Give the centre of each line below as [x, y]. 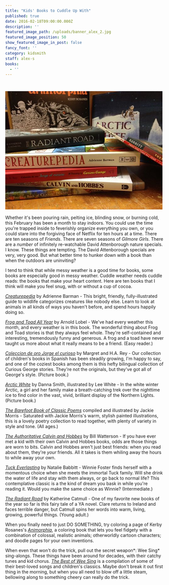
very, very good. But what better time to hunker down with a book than [78, 255]
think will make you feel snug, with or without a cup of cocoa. [69, 286]
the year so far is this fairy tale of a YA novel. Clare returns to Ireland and [80, 504]
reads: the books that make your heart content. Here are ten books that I [80, 281]
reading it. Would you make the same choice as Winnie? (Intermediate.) [79, 489]
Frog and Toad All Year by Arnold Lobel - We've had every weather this [79, 322]
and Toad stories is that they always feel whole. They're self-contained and [83, 333]
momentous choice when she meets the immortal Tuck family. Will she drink [84, 473]
